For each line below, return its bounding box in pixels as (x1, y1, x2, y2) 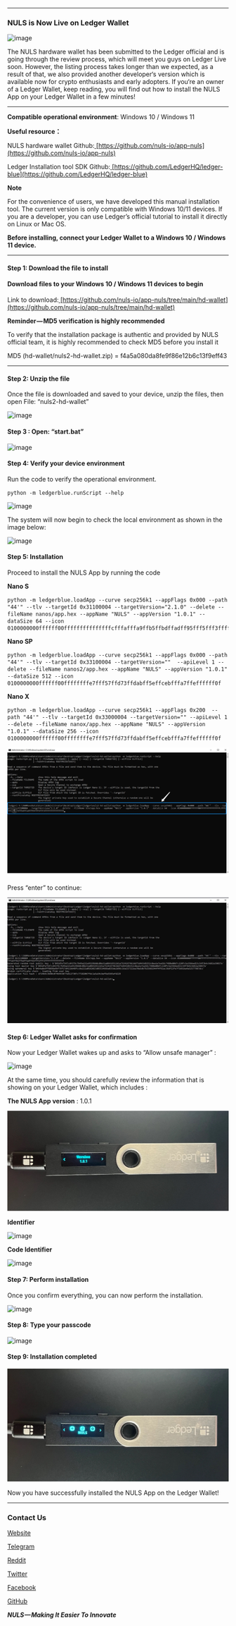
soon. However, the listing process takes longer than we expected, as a (7, 63, 214, 71)
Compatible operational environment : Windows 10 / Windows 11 (7, 113, 195, 121)
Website (7, 1529, 32, 1537)
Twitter (7, 1570, 28, 1578)
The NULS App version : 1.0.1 (7, 1097, 92, 1106)
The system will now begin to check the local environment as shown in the (7, 515, 223, 524)
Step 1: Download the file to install (7, 264, 109, 272)
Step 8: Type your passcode (7, 1321, 91, 1329)
